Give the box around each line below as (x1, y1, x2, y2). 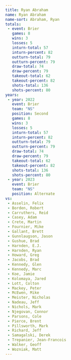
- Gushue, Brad (7, 238, 39, 243)
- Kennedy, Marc (7, 267, 42, 272)
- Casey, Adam (7, 215, 37, 220)
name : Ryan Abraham (5, 12, 46, 17)
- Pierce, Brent (7, 318, 42, 323)
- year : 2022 (7, 97, 35, 102)
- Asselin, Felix (7, 201, 44, 206)
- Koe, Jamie (7, 271, 35, 276)
